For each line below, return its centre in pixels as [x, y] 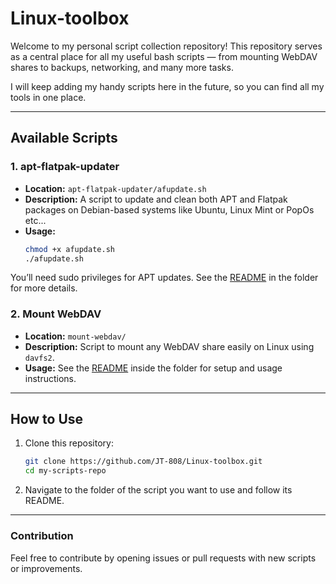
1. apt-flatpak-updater [65, 167]
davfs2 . [39, 357]
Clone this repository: [69, 443]
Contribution [42, 536]
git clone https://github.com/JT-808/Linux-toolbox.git [143, 462]
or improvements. [46, 568]
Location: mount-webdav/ [75, 336]
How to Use [47, 419]
